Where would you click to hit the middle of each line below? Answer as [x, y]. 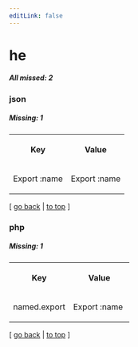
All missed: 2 [31, 78]
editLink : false [36, 16]
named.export [39, 307]
